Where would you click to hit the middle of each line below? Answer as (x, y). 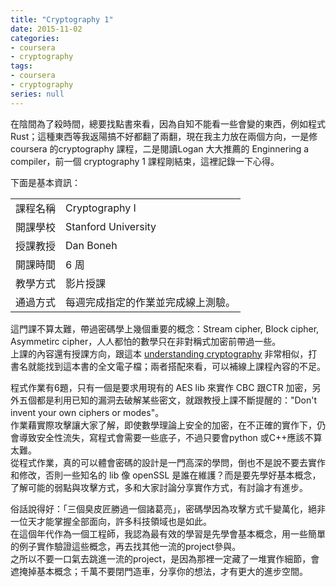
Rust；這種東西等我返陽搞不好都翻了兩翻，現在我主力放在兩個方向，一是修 (164, 136)
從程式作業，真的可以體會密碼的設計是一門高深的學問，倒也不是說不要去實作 (168, 462)
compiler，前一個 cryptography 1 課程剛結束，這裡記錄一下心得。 (145, 161)
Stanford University (111, 226)
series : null (37, 94)
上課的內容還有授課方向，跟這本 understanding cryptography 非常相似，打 (164, 353)
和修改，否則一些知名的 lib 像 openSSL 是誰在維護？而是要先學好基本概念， (166, 475)
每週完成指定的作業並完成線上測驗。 (151, 302)
